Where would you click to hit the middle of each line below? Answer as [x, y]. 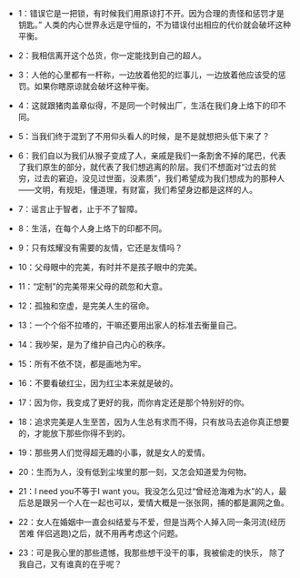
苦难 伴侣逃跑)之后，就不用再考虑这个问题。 [100, 533]
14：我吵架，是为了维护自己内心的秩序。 [94, 345]
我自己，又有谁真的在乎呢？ [70, 564]
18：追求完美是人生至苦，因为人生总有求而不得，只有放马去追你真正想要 [154, 422]
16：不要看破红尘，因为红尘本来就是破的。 [98, 383]
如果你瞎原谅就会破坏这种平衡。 [94, 86]
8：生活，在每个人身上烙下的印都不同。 [92, 228]
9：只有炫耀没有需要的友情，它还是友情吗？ [100, 248]
